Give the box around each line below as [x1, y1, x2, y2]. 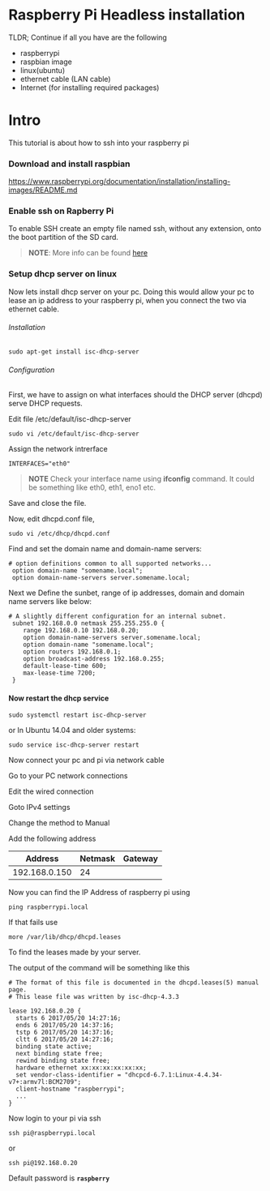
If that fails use [8, 918, 58, 928]
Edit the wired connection [8, 786, 95, 796]
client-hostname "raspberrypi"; [15, 1085, 126, 1094]
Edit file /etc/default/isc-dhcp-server [8, 414, 131, 424]
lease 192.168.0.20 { [8, 1007, 82, 1015]
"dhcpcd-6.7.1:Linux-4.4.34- [124, 1071, 223, 1079]
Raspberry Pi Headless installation [8, 6, 246, 24]
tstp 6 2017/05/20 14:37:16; [15, 1028, 114, 1037]
